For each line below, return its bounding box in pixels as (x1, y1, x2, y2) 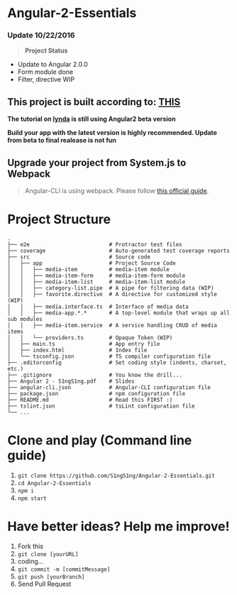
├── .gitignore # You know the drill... (7, 371, 182, 379)
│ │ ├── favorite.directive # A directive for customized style (7, 291, 218, 298)
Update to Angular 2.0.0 (17, 60, 88, 69)
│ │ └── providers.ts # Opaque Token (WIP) (7, 334, 173, 342)
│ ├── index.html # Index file (7, 346, 148, 354)
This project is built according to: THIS (7, 96, 181, 108)
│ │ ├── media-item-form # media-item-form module (7, 272, 186, 280)
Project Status (24, 46, 68, 55)
